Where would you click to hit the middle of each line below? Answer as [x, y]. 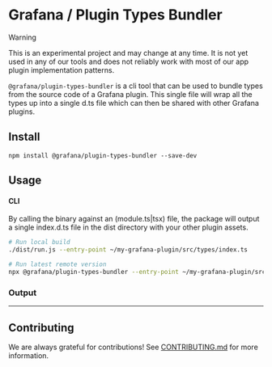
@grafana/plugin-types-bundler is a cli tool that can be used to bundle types [136, 86]
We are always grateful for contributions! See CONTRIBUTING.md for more [134, 347]
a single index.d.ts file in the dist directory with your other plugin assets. [128, 227]
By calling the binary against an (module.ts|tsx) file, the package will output [134, 219]
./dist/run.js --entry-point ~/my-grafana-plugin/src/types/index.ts [128, 250]
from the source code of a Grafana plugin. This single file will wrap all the [130, 94]
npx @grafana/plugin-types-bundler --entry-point [94, 272]
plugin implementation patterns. [62, 70]
